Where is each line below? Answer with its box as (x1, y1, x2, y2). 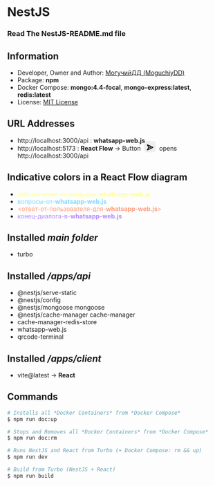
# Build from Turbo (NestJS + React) (7, 466, 116, 474)
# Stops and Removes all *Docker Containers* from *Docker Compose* (7, 428, 209, 436)
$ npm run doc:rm (7, 435, 57, 442)
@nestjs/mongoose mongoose (17, 303, 105, 312)
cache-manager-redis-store (17, 318, 97, 326)
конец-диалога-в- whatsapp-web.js (17, 212, 122, 220)
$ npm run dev (7, 454, 48, 460)
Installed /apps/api (7, 270, 91, 282)
